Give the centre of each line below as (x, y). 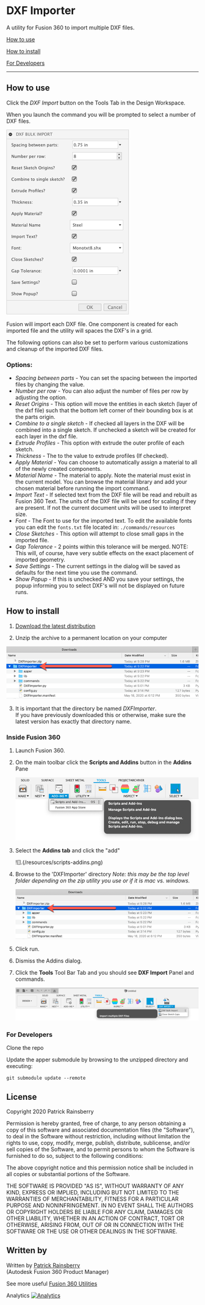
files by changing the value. (50, 385)
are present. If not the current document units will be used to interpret (103, 508)
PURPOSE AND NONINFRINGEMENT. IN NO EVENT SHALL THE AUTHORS (100, 1205)
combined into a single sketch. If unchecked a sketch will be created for (106, 430)
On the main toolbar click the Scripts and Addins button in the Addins (103, 762)
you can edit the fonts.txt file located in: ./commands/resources (95, 527)
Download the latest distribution (55, 626)
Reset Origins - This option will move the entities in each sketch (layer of (106, 404)
